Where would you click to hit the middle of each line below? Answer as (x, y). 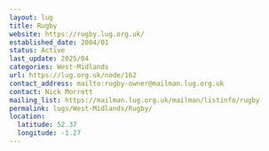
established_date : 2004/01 (59, 42)
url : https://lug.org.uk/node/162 (73, 75)
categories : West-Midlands (59, 68)
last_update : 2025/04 (49, 59)
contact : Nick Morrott (51, 91)
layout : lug (31, 17)
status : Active (37, 51)
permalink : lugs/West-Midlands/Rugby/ (81, 108)
